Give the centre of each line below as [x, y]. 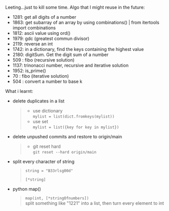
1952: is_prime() [29, 71]
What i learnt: [19, 91]
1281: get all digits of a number [45, 17]
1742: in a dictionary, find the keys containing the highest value [78, 49]
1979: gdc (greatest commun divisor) [51, 38]
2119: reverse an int [33, 44]
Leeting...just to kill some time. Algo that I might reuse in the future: [75, 7]
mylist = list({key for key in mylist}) [76, 127]
